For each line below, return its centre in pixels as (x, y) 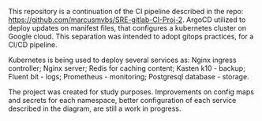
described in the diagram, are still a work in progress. (95, 108)
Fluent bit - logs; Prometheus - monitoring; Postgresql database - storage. (129, 77)
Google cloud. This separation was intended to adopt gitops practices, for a (131, 36)
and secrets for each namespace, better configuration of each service (122, 100)
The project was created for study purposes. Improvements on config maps (131, 92)
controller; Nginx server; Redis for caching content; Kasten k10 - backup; (127, 68)
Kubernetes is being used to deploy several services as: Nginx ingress (122, 60)
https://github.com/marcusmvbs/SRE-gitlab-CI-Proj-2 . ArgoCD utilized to (127, 20)
